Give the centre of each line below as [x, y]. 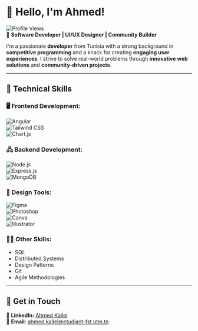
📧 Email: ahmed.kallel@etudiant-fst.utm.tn [57, 322]
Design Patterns [34, 264]
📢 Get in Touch [33, 301]
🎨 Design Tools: [29, 192]
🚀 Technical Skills [39, 89]
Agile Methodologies [40, 277]
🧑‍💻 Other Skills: [29, 240]
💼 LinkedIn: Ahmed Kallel [37, 316]
